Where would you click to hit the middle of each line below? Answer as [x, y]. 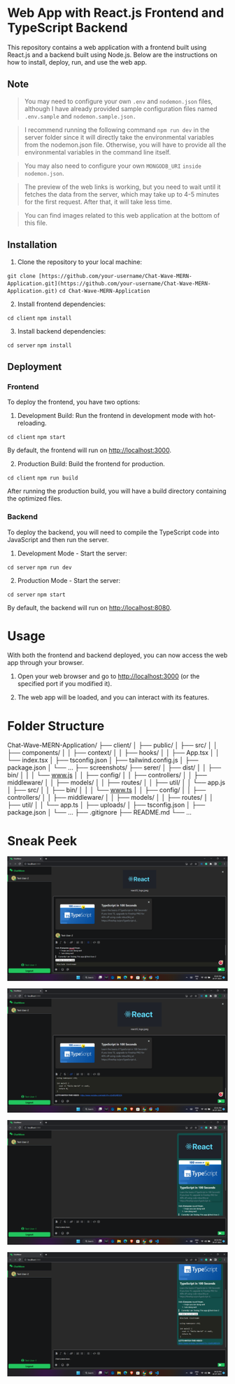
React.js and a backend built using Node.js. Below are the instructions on [113, 55]
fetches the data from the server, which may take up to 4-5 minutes [122, 194]
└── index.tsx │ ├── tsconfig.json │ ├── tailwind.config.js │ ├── [103, 760]
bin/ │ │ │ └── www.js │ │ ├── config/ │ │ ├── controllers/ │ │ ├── [107, 775]
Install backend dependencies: [62, 331]
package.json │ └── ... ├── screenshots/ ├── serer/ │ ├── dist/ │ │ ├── [114, 767]
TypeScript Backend [67, 28]
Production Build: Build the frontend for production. [91, 464]
